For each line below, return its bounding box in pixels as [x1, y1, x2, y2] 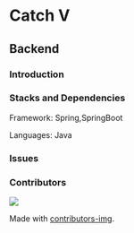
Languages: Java [9, 129, 73, 140]
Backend [9, 41, 60, 56]
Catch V [9, 5, 71, 26]
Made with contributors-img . [9, 213, 114, 224]
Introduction [9, 68, 64, 81]
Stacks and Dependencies [9, 91, 126, 104]
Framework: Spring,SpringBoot [9, 112, 123, 123]
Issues [9, 151, 39, 164]
